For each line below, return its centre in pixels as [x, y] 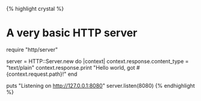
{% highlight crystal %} [35, 9]
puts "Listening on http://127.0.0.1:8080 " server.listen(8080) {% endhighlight [101, 85]
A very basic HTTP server [72, 33]
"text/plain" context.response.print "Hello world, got [71, 67]
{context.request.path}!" [36, 74]
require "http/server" [32, 49]
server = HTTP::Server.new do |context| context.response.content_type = [97, 61]
